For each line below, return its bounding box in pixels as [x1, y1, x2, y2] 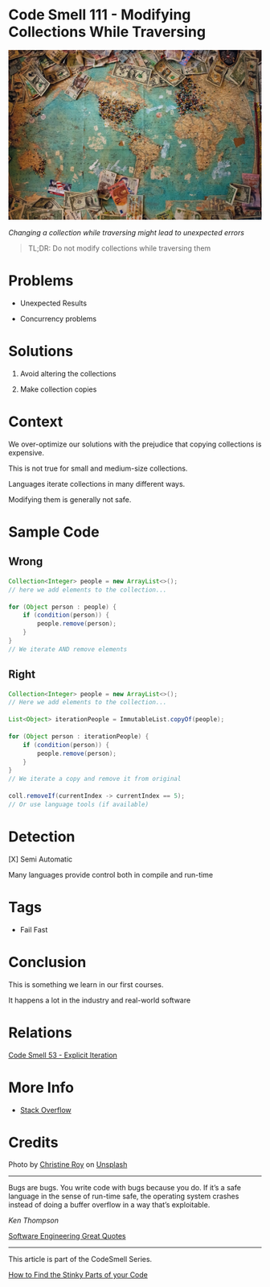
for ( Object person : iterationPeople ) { [8, 732, 149, 741]
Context [8, 413, 63, 431]
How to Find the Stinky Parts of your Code [8, 1270, 149, 1280]
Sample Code [8, 523, 100, 542]
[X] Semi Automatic [8, 854, 73, 864]
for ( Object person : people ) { [8, 603, 117, 611]
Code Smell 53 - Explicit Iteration [8, 1050, 118, 1060]
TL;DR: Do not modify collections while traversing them [27, 243, 211, 253]
